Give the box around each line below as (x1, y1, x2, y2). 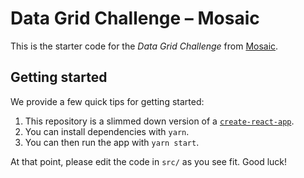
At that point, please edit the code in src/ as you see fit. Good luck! (10, 155, 288, 167)
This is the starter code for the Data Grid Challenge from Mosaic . (10, 40, 279, 52)
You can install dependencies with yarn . (24, 125, 190, 137)
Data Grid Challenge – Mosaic (10, 7, 260, 30)
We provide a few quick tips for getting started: (10, 95, 205, 107)
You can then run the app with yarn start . (24, 136, 200, 148)
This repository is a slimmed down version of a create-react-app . (24, 115, 295, 127)
